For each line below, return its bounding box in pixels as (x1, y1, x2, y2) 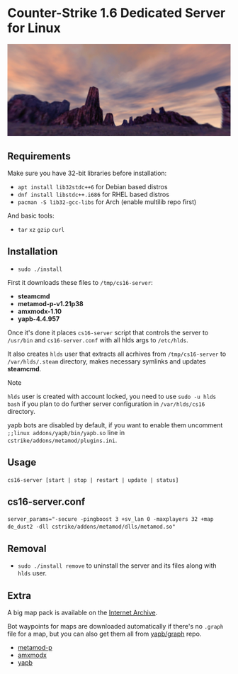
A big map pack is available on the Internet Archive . (7, 608, 158, 617)
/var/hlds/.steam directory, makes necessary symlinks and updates (7, 356, 207, 366)
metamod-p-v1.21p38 (17, 299, 84, 308)
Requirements (7, 150, 71, 162)
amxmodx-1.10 (17, 307, 62, 315)
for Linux (7, 20, 62, 36)
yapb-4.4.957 (17, 314, 60, 323)
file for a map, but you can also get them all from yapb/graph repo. (7, 629, 202, 638)
